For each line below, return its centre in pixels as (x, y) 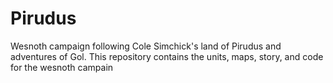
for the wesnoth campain (62, 67)
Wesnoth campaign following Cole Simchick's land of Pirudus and (146, 46)
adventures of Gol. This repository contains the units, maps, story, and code (167, 56)
